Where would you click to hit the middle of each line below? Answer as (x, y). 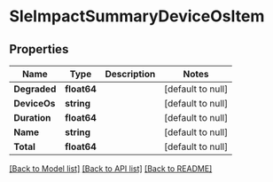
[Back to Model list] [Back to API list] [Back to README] (111, 169)
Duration (32, 118)
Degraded (35, 89)
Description (130, 74)
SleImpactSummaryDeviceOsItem (137, 16)
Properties (39, 49)
